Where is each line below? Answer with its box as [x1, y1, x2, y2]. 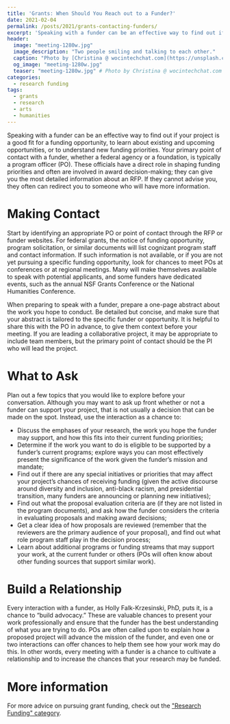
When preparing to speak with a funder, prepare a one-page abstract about [7, 300, 220, 309]
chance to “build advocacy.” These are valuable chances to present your [7, 611, 212, 620]
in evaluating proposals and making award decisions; [16, 513, 167, 522]
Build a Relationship [7, 581, 122, 597]
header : [7, 36, 29, 43]
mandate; [16, 463, 44, 471]
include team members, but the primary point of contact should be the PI [7, 337, 212, 345]
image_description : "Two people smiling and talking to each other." [13, 49, 216, 56]
